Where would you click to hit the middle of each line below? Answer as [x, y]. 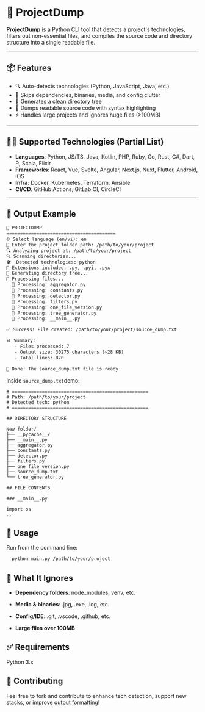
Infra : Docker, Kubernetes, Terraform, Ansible [73, 182]
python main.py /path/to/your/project [61, 559]
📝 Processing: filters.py [45, 301]
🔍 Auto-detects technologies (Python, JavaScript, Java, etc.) [92, 86]
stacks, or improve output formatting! [53, 702]
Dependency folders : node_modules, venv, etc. [75, 592]
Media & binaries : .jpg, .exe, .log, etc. [62, 604]
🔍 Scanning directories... [41, 256]
